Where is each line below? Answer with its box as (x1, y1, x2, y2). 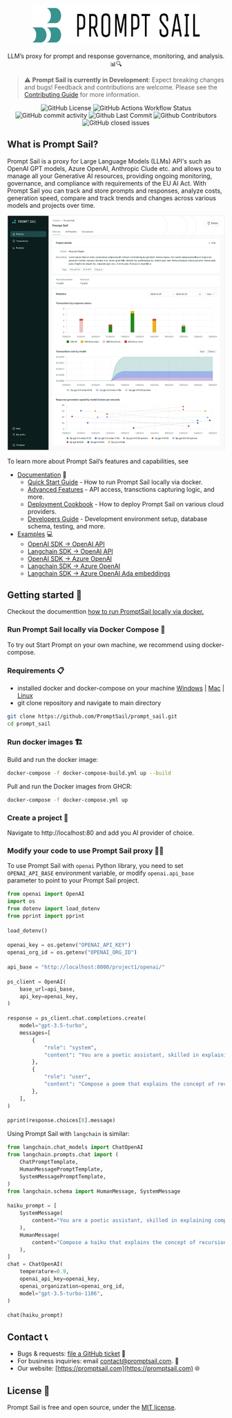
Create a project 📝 (7, 813, 69, 822)
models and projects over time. (7, 201, 95, 209)
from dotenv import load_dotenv (7, 905, 100, 912)
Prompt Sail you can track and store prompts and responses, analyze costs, (7, 186, 222, 195)
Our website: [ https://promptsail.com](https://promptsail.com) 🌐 (17, 1364, 200, 1373)
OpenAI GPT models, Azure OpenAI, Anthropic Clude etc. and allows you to (7, 164, 222, 172)
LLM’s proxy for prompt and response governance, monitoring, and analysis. (7, 52, 225, 60)
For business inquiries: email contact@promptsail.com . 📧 (17, 1357, 180, 1365)
